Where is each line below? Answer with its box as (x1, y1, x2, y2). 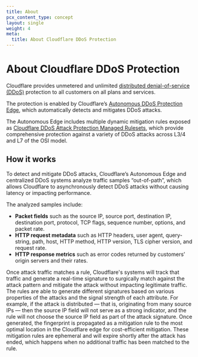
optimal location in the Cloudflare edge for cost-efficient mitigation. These (6, 325, 189, 332)
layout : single (6, 20, 44, 26)
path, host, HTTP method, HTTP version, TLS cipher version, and (32, 237, 193, 245)
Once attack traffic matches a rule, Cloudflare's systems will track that (6, 268, 179, 276)
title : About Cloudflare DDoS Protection (11, 36, 117, 42)
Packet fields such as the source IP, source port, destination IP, (14, 212, 172, 219)
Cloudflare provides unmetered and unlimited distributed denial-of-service (6, 82, 190, 89)
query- (165, 231, 182, 239)
